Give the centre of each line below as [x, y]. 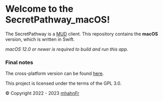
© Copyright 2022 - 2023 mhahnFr [42, 93]
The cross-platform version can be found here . [55, 73]
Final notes [19, 62]
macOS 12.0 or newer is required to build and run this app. [67, 49]
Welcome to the [39, 9]
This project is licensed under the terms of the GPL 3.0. [63, 83]
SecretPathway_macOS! [58, 20]
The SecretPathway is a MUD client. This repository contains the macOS [82, 34]
